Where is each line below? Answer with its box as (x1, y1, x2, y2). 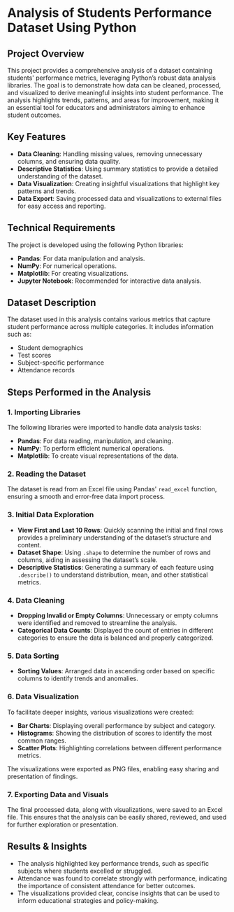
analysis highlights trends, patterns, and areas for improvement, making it (7, 96, 219, 104)
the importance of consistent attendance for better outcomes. (17, 881, 196, 890)
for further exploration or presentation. (7, 820, 119, 829)
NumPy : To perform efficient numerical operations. (17, 444, 165, 453)
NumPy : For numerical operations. (17, 261, 117, 270)
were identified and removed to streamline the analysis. (17, 619, 177, 627)
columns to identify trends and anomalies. (17, 674, 138, 683)
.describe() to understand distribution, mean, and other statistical (17, 570, 208, 579)
